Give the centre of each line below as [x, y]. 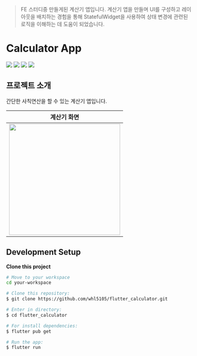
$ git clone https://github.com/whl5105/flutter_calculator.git [87, 299]
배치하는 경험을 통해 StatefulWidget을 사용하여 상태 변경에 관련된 [112, 17]
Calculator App [44, 48]
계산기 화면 [64, 117]
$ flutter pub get [29, 331]
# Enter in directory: [34, 310]
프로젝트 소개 [29, 86]
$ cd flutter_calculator [37, 315]
